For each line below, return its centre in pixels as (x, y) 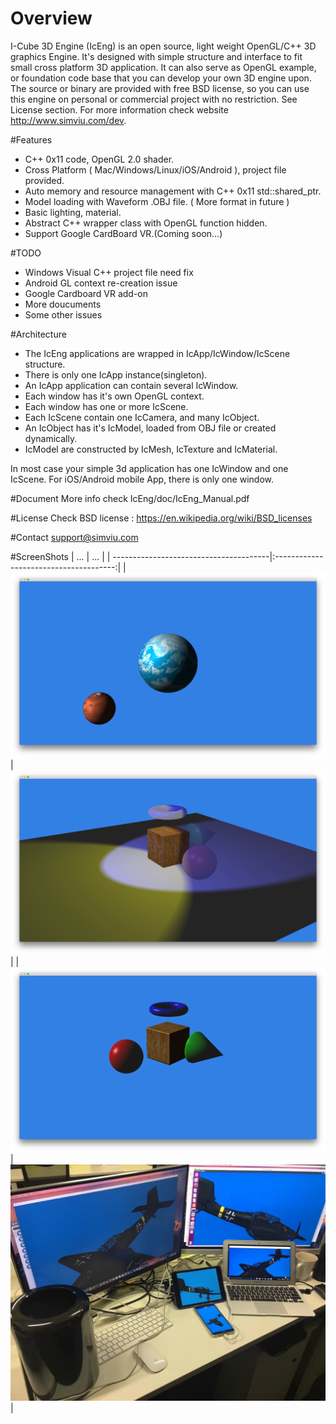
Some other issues (63, 314)
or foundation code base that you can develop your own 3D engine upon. (161, 78)
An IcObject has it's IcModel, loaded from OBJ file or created (150, 428)
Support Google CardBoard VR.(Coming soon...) (123, 233)
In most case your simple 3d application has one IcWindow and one (149, 468)
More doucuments (63, 304)
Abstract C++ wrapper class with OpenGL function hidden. (146, 223)
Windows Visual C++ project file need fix (109, 272)
